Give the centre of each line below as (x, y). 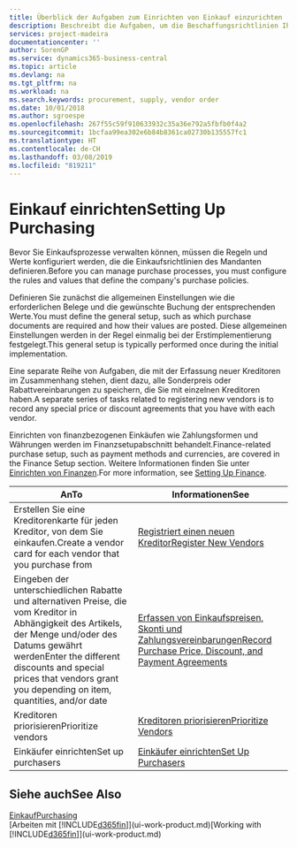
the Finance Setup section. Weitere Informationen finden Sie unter (129, 463)
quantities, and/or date (61, 701)
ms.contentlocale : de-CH (55, 149)
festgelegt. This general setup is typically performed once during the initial (144, 345)
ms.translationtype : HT (53, 141)
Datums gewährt (48, 646)
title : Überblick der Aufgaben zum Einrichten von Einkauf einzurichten (146, 17)
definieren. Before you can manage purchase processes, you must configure (148, 271)
